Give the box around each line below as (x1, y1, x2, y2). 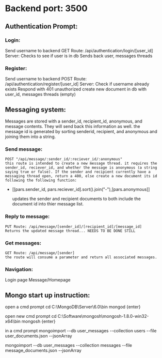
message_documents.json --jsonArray (5, 347, 81, 353)
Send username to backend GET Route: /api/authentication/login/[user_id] (5, 47, 153, 53)
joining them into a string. (5, 134, 56, 140)
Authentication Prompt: (5, 22, 78, 31)
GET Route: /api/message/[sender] (5, 250, 75, 255)
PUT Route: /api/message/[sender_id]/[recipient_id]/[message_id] (5, 224, 142, 229)
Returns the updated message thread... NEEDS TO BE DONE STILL (5, 228, 136, 233)
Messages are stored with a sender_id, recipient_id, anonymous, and (5, 118, 143, 124)
